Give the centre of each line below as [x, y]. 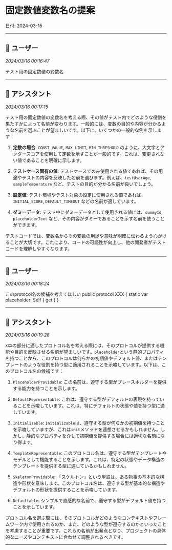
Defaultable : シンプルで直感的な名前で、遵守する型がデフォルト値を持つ [89, 501]
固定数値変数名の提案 [50, 11]
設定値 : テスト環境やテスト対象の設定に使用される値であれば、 [79, 195]
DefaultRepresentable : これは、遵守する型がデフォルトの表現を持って [86, 399]
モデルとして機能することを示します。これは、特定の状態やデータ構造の [89, 460]
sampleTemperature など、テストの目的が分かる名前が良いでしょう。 [84, 184]
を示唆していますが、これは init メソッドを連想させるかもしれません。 [87, 430]
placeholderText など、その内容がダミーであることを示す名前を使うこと [89, 218]
